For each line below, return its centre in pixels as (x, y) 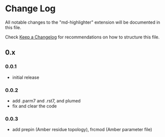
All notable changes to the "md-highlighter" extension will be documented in (83, 22)
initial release (26, 77)
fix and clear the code (34, 106)
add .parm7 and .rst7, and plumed (46, 101)
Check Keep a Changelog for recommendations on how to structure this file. (82, 37)
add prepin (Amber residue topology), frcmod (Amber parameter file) (82, 130)
